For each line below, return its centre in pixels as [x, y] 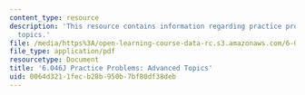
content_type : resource [54, 18]
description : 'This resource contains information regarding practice [146, 26]
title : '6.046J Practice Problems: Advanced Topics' [111, 69]
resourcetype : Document [54, 60]
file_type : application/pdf [63, 52]
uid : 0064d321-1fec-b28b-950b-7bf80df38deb [93, 77]
